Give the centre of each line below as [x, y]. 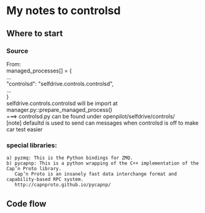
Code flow [26, 203]
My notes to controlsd [64, 11]
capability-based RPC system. [45, 180]
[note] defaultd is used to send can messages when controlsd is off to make [102, 123]
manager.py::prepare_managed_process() [59, 110]
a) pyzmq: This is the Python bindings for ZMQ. [70, 158]
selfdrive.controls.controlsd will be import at [62, 103]
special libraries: [32, 145]
